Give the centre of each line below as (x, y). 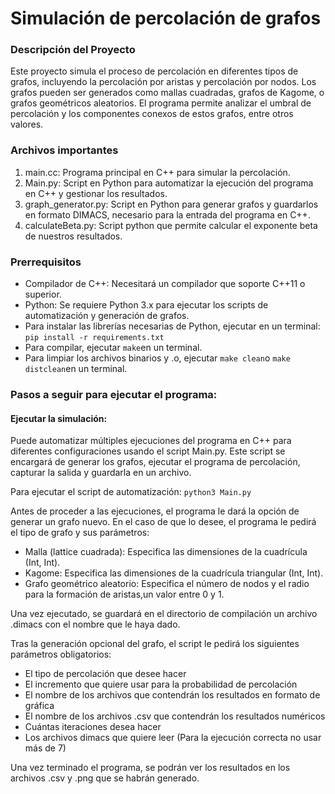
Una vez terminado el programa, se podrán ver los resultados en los (150, 768)
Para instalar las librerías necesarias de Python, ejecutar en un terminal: (172, 326)
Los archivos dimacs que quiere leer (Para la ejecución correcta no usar (173, 738)
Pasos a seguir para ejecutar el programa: (114, 394)
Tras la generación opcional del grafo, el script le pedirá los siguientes (155, 644)
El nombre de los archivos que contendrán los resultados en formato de (172, 695)
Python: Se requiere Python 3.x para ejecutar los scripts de (146, 305)
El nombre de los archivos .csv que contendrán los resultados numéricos (175, 716)
